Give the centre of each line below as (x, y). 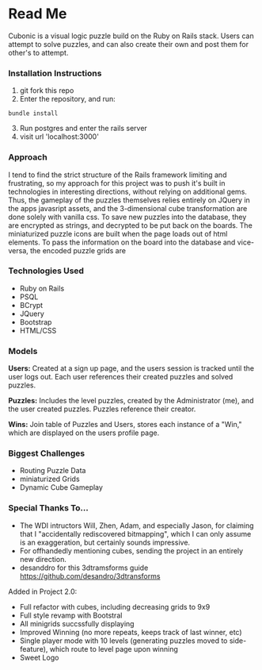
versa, (19, 250)
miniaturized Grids (50, 479)
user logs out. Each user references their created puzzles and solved (121, 377)
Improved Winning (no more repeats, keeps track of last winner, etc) (131, 632)
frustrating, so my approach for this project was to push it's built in (117, 183)
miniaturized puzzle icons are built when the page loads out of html (118, 233)
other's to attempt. (38, 52)
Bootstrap (36, 322)
